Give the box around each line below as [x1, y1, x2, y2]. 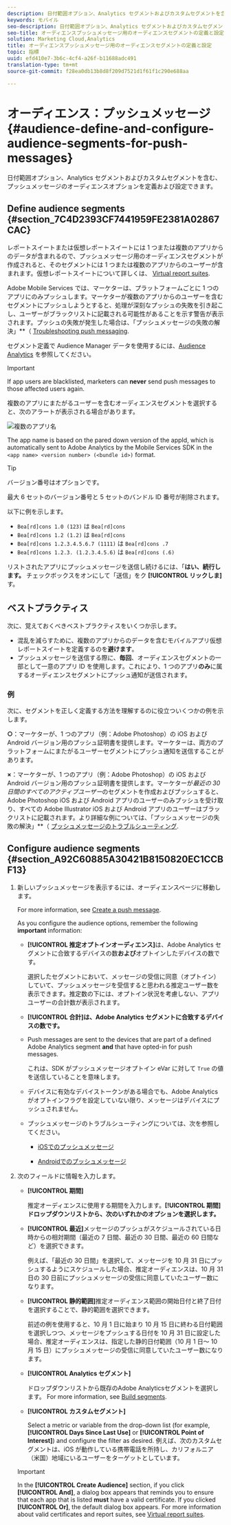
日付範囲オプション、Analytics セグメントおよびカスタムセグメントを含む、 [7, 174, 221, 182]
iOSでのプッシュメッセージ [37, 1142, 115, 1151]
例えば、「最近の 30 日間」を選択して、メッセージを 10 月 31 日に [27, 1256, 211, 1265]
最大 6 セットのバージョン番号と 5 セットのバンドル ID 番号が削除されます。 [7, 493, 223, 501]
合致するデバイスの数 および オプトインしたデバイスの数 [57, 949, 214, 958]
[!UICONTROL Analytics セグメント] [27, 1369, 131, 1377]
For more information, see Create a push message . [16, 906, 162, 914]
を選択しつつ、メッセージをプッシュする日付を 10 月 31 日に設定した [27, 1329, 221, 1337]
